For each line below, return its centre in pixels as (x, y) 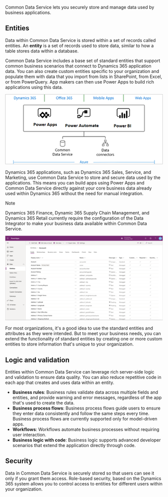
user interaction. (29, 435)
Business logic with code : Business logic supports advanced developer (86, 440)
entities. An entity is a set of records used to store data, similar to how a (79, 45)
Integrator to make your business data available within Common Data (76, 223)
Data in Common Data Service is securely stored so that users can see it (80, 473)
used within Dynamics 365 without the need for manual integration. (74, 193)
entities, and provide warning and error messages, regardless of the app (87, 397)
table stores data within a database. (42, 51)
